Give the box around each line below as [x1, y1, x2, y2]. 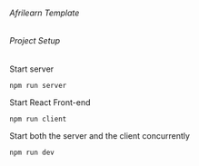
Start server [9, 63, 55, 74]
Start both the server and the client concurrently [9, 130, 191, 141]
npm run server [9, 81, 67, 90]
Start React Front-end [9, 96, 91, 108]
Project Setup [9, 35, 61, 46]
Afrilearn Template [9, 7, 80, 18]
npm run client [9, 114, 67, 123]
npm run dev [9, 148, 55, 157]
